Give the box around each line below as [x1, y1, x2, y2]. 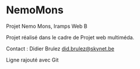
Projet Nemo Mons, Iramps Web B [6, 23, 87, 30]
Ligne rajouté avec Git [6, 56, 59, 63]
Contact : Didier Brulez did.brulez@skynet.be [6, 45, 115, 52]
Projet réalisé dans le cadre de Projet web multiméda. [6, 34, 135, 41]
